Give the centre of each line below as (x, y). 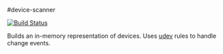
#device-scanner (31, 10)
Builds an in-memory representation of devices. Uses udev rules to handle (112, 36)
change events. (29, 43)
